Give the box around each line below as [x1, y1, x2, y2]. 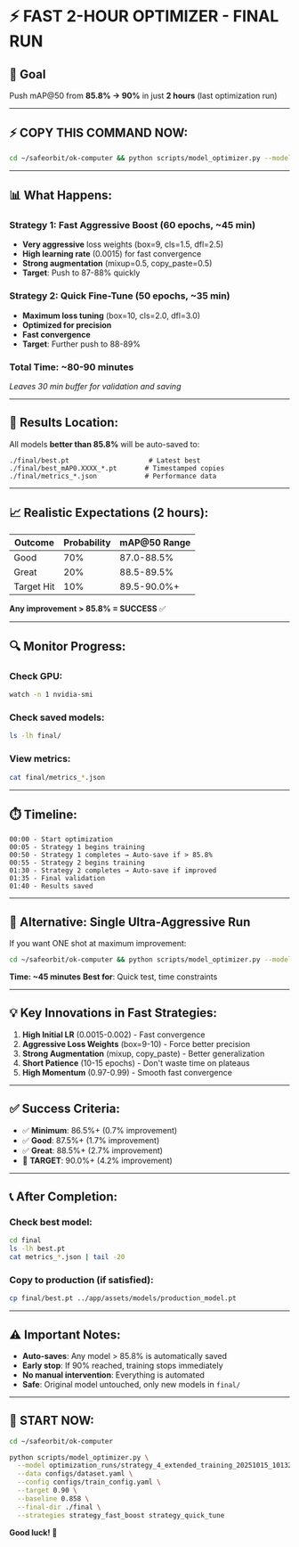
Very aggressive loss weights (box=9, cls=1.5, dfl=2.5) [21, 239, 224, 250]
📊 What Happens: [9, 188, 113, 203]
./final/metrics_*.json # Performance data [9, 471, 217, 480]
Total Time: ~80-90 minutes [9, 361, 134, 373]
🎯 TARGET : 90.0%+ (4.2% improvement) [21, 1155, 174, 1166]
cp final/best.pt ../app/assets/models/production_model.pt [9, 1294, 238, 1303]
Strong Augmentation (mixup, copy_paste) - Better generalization [21, 1048, 265, 1059]
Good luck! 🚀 [9, 1527, 58, 1537]
